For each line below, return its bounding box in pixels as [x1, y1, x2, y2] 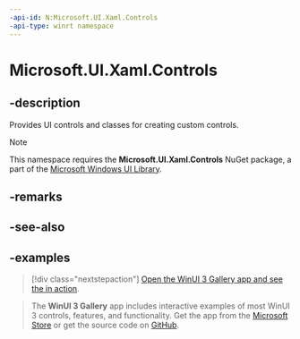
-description [9, 96, 81, 111]
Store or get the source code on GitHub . [30, 319, 180, 331]
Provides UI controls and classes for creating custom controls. [9, 119, 239, 130]
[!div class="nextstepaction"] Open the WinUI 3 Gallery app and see [30, 274, 284, 284]
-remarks [9, 189, 63, 204]
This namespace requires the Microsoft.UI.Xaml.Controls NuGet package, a [9, 154, 292, 165]
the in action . [30, 284, 80, 294]
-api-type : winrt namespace [9, 21, 115, 30]
